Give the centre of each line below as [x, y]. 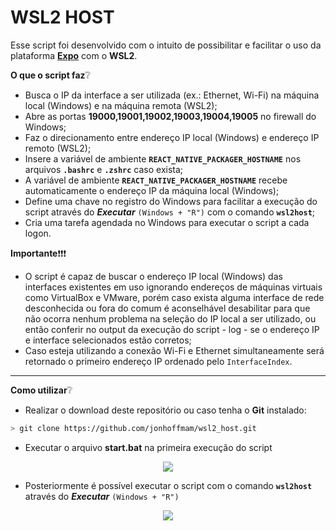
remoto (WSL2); [58, 148]
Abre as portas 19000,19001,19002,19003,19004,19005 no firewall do [170, 116]
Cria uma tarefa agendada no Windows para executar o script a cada [167, 222]
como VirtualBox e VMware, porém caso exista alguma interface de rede [174, 297]
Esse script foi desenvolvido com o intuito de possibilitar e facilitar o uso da [166, 45]
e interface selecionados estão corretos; [108, 340]
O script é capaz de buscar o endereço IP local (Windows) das [153, 276]
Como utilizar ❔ [41, 390]
